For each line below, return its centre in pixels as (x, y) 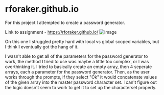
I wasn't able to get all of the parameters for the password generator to (77, 56)
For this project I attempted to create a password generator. (65, 23)
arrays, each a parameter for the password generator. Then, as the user (77, 71)
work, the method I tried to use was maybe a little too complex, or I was (77, 61)
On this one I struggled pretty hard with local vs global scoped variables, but (82, 41)
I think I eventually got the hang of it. (42, 47)
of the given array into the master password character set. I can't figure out (81, 82)
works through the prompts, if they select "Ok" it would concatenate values (81, 77)
